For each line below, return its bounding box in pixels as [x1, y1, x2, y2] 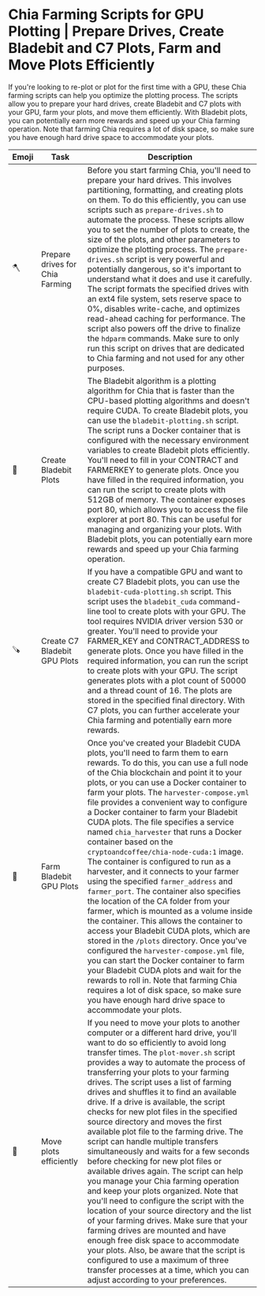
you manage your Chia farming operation [87, 1175, 239, 1186]
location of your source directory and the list [87, 1205, 252, 1216]
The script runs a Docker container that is [87, 425, 241, 436]
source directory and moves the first [87, 1116, 222, 1127]
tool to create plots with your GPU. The [102, 605, 246, 616]
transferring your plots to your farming [87, 1067, 230, 1078]
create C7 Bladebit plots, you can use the [87, 576, 241, 587]
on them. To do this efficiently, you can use [87, 194, 247, 205]
